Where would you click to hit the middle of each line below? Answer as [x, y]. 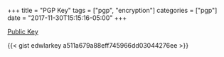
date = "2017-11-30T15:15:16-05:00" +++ [67, 18]
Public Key [23, 32]
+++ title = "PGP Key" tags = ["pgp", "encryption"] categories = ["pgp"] [112, 10]
